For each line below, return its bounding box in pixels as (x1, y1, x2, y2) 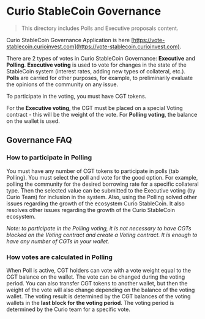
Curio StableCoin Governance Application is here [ (6, 36, 133, 43)
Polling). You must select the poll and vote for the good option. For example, (6, 174, 198, 181)
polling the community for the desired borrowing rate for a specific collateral (6, 180, 199, 188)
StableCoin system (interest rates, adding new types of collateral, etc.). (6, 67, 185, 75)
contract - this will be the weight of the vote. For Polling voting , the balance (6, 111, 198, 118)
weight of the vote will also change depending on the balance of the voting (6, 286, 195, 293)
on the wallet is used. (6, 117, 60, 125)
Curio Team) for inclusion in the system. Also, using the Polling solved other (6, 193, 198, 200)
